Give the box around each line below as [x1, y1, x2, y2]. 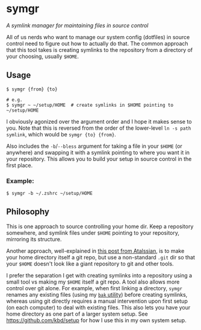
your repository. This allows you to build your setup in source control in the [6, 155, 192, 162]
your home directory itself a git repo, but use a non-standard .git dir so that [6, 253, 196, 261]
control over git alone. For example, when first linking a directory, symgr [6, 284, 182, 291]
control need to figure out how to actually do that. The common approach [6, 40, 188, 47]
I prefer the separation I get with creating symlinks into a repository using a [6, 271, 193, 279]
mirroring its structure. [6, 235, 62, 243]
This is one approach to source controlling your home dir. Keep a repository [6, 223, 194, 230]
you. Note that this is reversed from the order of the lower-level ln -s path [6, 124, 191, 132]
